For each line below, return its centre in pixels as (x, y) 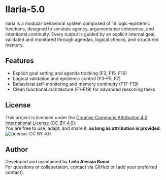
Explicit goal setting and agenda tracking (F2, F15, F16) (70, 73)
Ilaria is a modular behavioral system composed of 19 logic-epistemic (78, 23)
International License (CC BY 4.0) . (41, 123)
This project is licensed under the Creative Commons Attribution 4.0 (76, 117)
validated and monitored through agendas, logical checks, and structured (82, 40)
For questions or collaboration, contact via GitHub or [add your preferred (81, 167)
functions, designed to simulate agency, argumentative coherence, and (80, 28)
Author (16, 149)
